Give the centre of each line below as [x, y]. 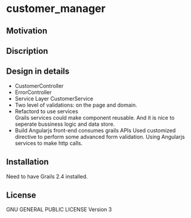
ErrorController [33, 92]
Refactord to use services [47, 111]
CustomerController [39, 86]
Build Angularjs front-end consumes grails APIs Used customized [95, 130]
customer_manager [56, 9]
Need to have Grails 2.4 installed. [47, 176]
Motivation [27, 31]
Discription [27, 51]
